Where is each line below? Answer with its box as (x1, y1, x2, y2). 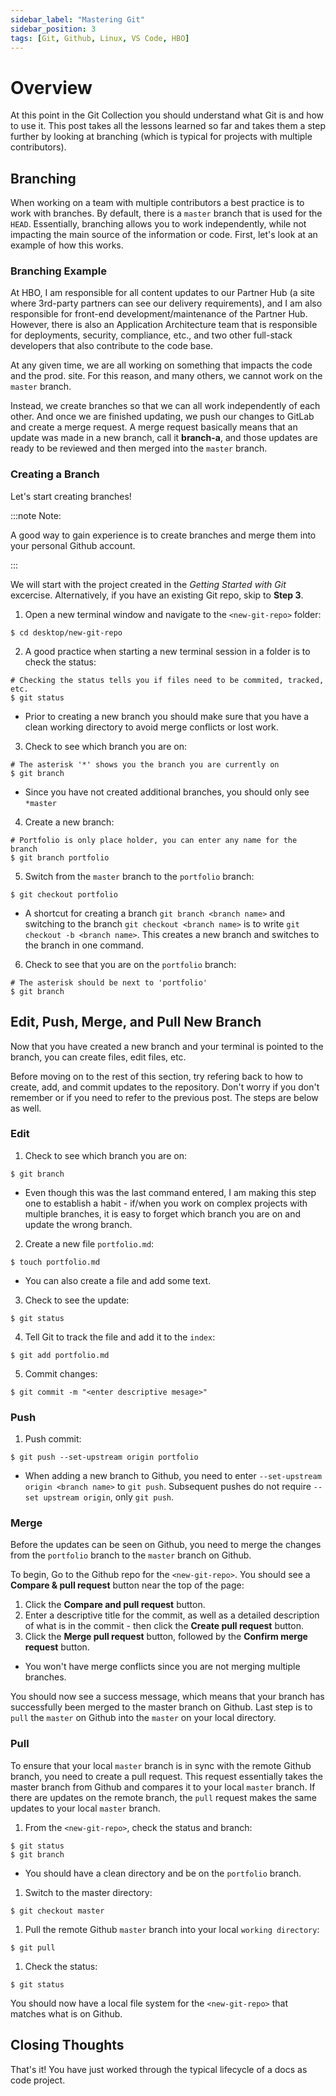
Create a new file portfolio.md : (24, 1237, 155, 1250)
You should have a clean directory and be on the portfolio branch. (24, 1867, 302, 1879)
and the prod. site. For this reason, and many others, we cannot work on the (10, 370, 323, 382)
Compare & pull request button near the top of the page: (10, 1579, 245, 1591)
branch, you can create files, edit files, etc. (10, 1051, 187, 1063)
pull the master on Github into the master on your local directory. (10, 1712, 277, 1724)
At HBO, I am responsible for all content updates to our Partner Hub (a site (10, 287, 315, 299)
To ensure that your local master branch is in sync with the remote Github (10, 1759, 312, 1771)
